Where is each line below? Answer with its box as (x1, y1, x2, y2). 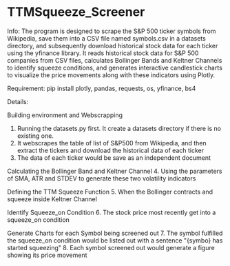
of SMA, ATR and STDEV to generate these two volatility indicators (7, 174, 196, 183)
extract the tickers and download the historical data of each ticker (17, 146, 205, 154)
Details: (7, 97, 29, 105)
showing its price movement (7, 251, 87, 259)
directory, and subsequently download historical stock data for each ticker (7, 41, 218, 50)
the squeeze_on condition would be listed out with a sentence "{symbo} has (7, 236, 223, 245)
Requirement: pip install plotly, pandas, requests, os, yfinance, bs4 (7, 84, 196, 92)
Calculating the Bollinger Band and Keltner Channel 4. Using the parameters (7, 167, 222, 175)
